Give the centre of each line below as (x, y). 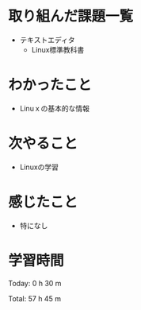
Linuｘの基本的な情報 (54, 108)
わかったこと (50, 85)
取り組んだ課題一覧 (71, 16)
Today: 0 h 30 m (35, 283)
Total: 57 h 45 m (35, 298)
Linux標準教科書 (58, 49)
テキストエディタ (47, 40)
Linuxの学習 (39, 167)
